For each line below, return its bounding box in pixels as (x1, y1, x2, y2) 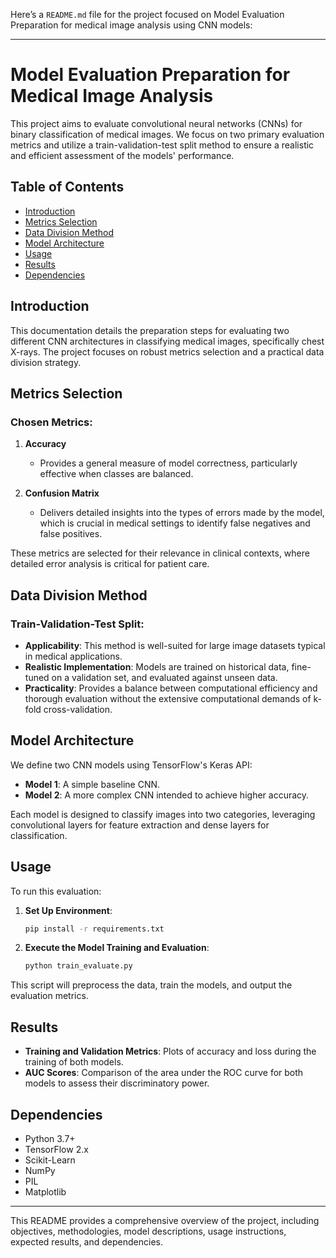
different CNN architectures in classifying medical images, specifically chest (10, 335, 325, 347)
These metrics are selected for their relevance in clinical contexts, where (10, 547, 310, 559)
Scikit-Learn (24, 1154, 76, 1166)
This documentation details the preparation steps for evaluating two (10, 324, 290, 336)
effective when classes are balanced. (39, 468, 194, 480)
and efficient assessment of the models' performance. (10, 149, 235, 161)
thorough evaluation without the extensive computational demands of (24, 692, 312, 704)
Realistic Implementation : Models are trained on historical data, (24, 660, 290, 673)
